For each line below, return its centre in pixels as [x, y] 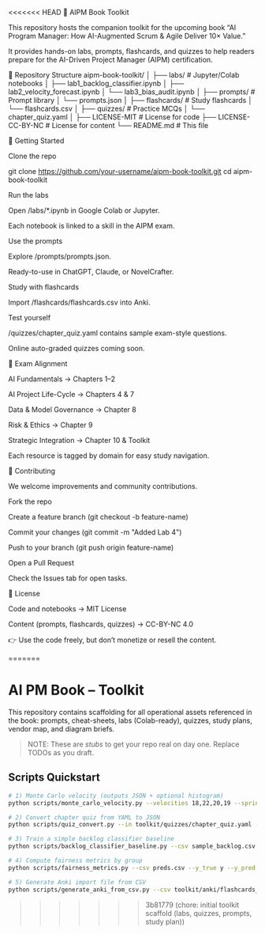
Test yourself [30, 318]
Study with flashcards [44, 287]
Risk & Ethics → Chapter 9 [50, 425]
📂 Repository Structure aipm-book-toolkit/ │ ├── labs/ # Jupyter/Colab [124, 75]
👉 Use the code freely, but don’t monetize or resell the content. [112, 640]
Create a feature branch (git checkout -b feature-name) [99, 517]
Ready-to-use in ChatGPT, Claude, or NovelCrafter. [91, 272]
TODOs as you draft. [61, 752]
